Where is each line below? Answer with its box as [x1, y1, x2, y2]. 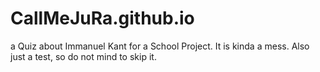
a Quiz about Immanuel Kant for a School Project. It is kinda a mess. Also [10, 40, 310, 52]
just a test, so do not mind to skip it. [10, 50, 157, 62]
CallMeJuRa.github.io [10, 7, 195, 30]
